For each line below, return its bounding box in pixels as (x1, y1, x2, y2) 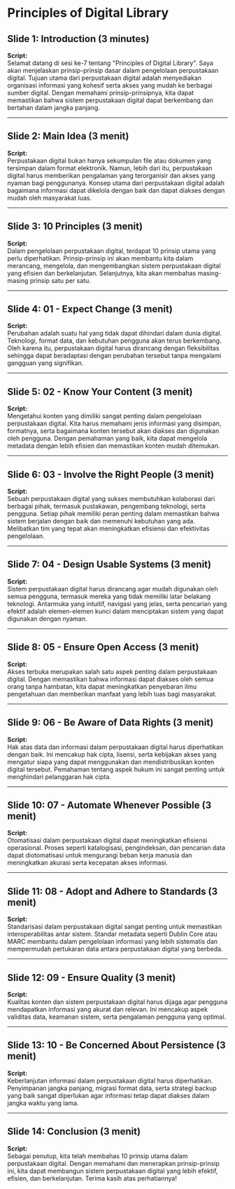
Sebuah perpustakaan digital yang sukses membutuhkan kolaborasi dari (7, 495, 215, 503)
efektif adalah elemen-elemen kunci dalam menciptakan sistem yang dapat (7, 607, 224, 615)
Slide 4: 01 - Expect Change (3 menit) (7, 303, 173, 315)
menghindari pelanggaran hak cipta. (7, 772, 112, 781)
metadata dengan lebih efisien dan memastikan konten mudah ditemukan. (7, 441, 220, 450)
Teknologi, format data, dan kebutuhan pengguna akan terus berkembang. (7, 336, 222, 345)
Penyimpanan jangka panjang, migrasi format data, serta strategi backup (7, 1084, 217, 1092)
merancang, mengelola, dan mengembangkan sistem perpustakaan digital (7, 261, 222, 270)
